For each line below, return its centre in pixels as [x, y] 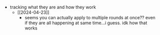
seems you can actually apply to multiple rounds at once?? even [90, 17]
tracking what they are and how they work [53, 7]
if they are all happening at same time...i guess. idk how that [86, 23]
